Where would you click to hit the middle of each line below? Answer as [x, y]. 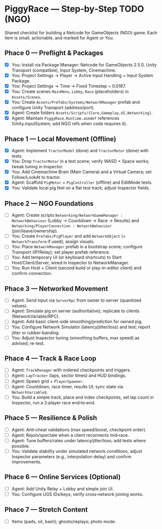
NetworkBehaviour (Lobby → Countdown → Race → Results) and [75, 221]
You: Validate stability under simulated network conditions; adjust [77, 451]
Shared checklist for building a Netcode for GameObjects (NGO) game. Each [81, 32]
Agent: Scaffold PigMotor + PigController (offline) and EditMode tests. [82, 182]
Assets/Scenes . [26, 97]
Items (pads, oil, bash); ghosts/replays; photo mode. [64, 521]
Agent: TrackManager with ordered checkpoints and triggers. [71, 370]
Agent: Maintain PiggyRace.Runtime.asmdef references [65, 118]
